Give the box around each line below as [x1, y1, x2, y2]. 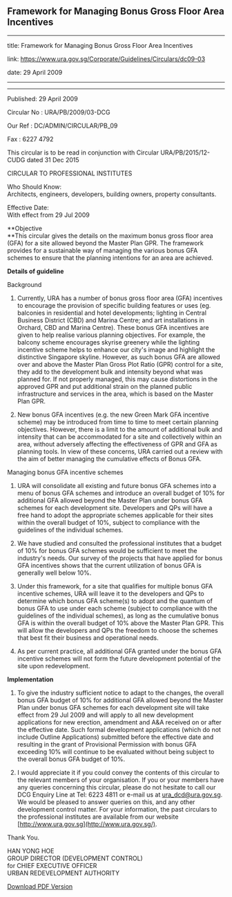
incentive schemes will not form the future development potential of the [17, 654, 221, 663]
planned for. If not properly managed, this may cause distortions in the [17, 374, 217, 383]
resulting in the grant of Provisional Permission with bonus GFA [17, 740, 197, 748]
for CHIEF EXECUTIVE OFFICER [7, 861, 97, 869]
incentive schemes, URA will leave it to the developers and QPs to [17, 589, 205, 598]
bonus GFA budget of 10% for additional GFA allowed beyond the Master [17, 696, 224, 704]
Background [7, 280, 42, 288]
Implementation [7, 675, 54, 683]
